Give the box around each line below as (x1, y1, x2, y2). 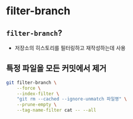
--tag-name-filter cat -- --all (17, 107, 96, 114)
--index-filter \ (17, 90, 60, 96)
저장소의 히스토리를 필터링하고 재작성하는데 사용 (14, 45, 126, 51)
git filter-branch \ (6, 79, 57, 86)
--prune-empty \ (17, 102, 57, 108)
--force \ (17, 85, 41, 91)
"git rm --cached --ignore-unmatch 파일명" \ (17, 96, 127, 102)
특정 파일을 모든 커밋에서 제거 (6, 64, 107, 74)
